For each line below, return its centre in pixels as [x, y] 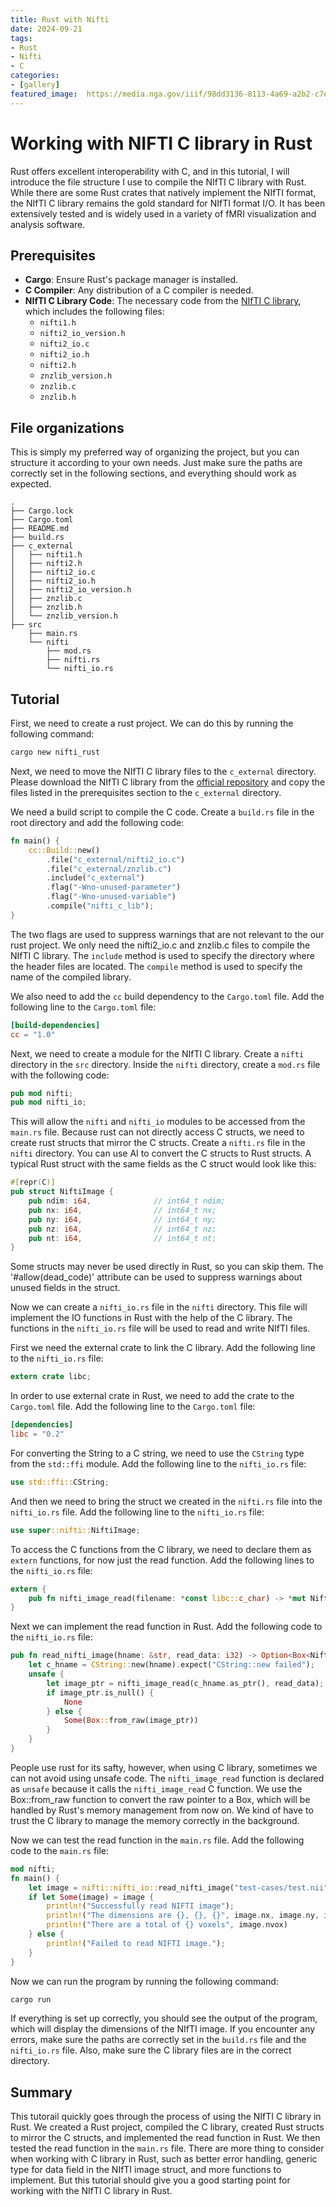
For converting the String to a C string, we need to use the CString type [157, 1453]
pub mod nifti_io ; [48, 1102]
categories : [35, 76]
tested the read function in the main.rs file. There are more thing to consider [167, 2148]
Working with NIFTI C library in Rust [161, 143]
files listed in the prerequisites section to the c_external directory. [146, 792]
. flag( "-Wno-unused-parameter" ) [114, 887]
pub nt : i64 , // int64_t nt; [122, 1238]
